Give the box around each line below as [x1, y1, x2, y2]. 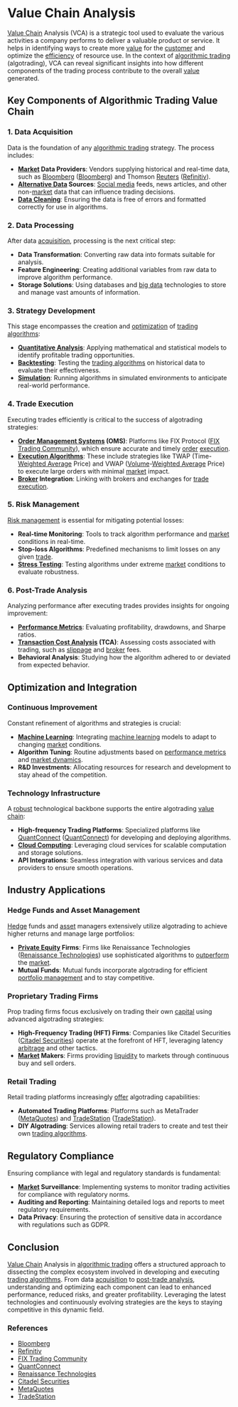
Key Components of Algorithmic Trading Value [7, 95, 218, 107]
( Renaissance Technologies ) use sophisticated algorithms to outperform [17, 951, 229, 959]
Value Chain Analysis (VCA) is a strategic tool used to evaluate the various [7, 28, 225, 37]
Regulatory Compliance [7, 1150, 114, 1162]
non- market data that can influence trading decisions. [17, 187, 175, 196]
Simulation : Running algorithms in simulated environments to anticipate [17, 374, 227, 382]
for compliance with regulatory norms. [17, 1191, 130, 1199]
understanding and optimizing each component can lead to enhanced [7, 1283, 212, 1291]
